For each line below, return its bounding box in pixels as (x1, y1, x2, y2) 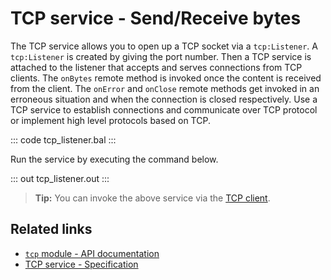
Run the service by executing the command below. (10, 153, 219, 165)
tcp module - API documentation (24, 247, 160, 259)
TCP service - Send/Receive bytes (10, 7, 302, 30)
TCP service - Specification (24, 258, 139, 270)
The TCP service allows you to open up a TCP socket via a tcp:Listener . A (10, 40, 318, 52)
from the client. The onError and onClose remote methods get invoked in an (10, 82, 320, 94)
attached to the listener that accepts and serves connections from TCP (10, 61, 303, 73)
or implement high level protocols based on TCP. (10, 114, 211, 126)
